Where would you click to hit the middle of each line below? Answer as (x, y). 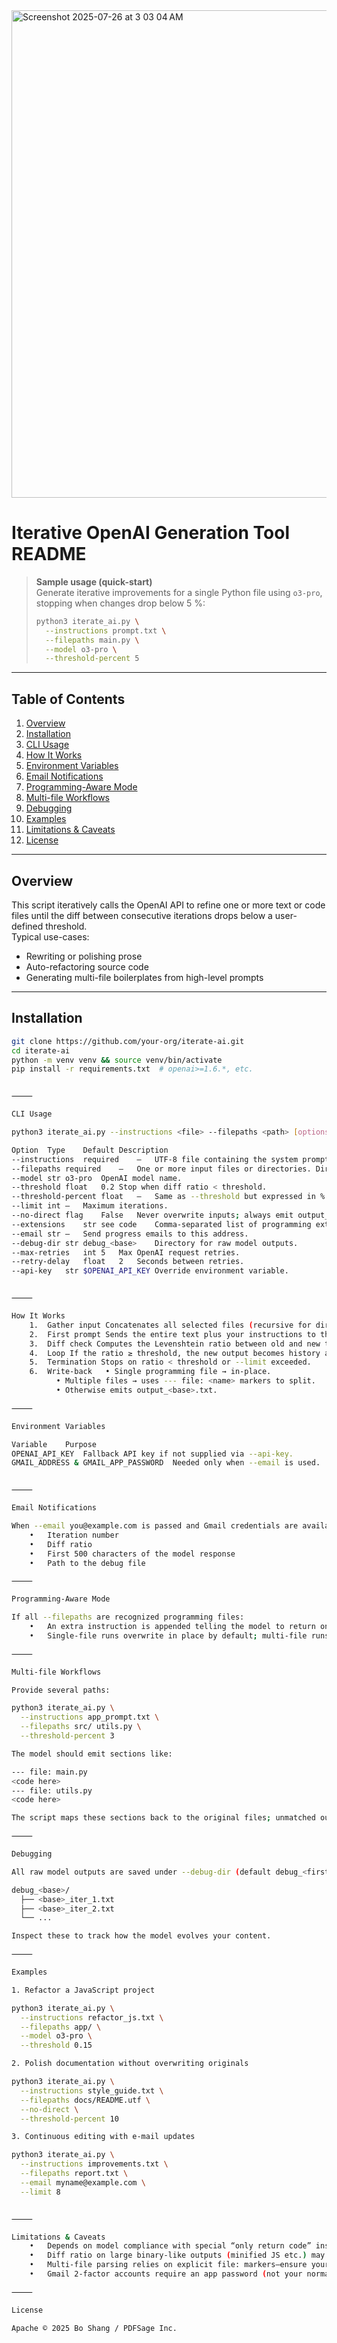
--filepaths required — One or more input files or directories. (161, 1169)
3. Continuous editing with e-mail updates (103, 2137)
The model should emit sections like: (92, 1754)
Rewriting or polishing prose (84, 956)
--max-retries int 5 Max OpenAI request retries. (126, 1252)
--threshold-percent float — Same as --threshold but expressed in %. (170, 1197)
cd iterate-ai (41, 1050)
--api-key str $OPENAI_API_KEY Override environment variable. (150, 1271)
